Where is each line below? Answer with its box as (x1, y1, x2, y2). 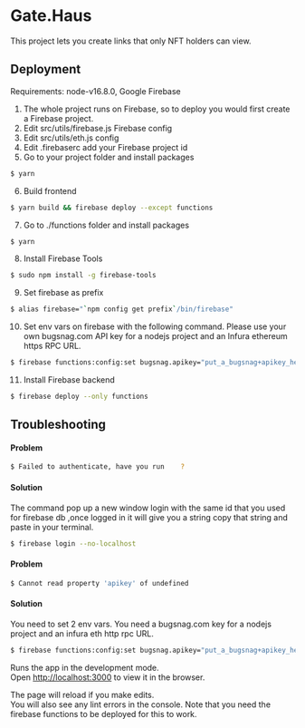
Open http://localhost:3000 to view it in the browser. (10, 672, 205, 683)
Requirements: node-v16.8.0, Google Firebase (10, 85, 181, 96)
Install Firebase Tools (23, 253, 103, 264)
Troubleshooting (10, 417, 107, 432)
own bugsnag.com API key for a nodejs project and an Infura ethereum (23, 331, 288, 342)
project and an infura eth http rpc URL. (10, 627, 155, 639)
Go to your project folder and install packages (23, 151, 195, 162)
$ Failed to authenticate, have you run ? (10, 462, 185, 471)
